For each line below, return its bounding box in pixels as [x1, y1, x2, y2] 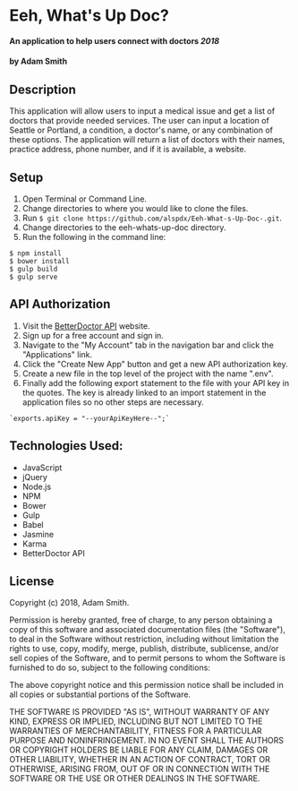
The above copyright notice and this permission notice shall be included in [9, 680, 284, 691]
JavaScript [21, 462, 63, 473]
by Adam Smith [9, 56, 68, 67]
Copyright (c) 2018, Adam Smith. [9, 598, 130, 608]
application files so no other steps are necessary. [21, 396, 204, 408]
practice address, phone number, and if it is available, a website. [9, 144, 247, 155]
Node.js [21, 481, 52, 492]
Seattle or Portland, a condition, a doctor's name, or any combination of [9, 125, 273, 135]
